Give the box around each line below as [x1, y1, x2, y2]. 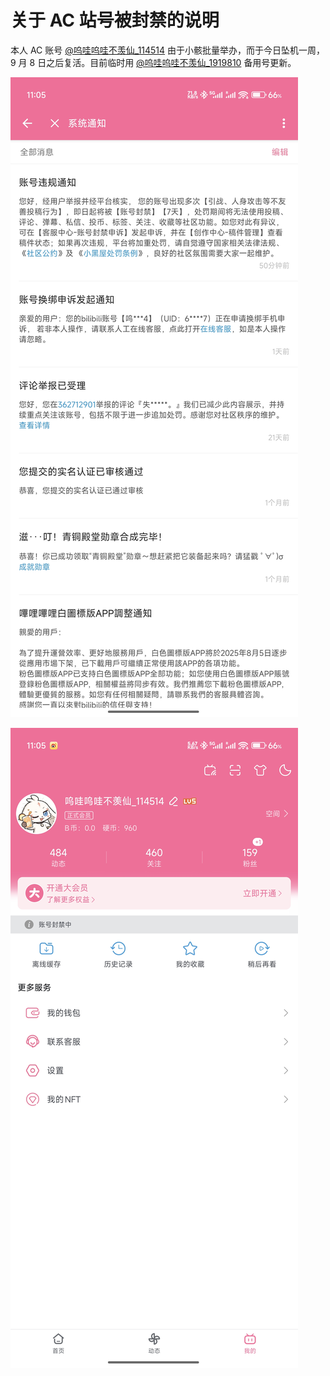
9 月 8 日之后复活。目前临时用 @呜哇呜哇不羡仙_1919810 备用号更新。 [10, 56, 297, 68]
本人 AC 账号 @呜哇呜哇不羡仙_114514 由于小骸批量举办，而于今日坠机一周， [10, 44, 326, 56]
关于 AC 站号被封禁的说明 [10, 9, 220, 32]
